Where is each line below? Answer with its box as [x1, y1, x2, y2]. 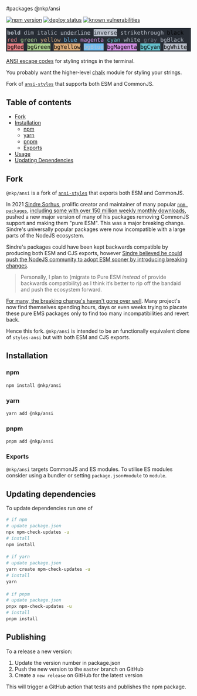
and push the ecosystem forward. [20, 286, 103, 293]
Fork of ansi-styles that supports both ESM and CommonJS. [6, 81, 154, 88]
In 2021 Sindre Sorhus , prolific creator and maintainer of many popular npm [6, 201, 186, 208]
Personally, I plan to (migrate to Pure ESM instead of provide [20, 273, 167, 281]
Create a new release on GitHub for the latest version [14, 671, 143, 678]
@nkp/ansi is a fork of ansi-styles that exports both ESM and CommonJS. [6, 189, 185, 196]
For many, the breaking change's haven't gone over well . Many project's [6, 297, 181, 304]
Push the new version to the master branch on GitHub [14, 665, 144, 672]
